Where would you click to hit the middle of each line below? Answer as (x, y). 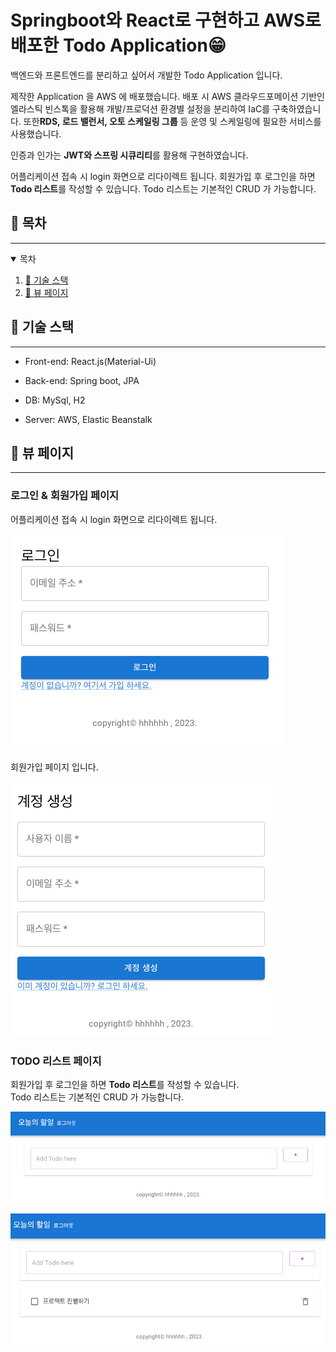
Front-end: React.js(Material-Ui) (90, 361)
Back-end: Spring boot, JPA (82, 380)
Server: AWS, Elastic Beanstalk (88, 419)
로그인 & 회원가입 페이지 (65, 496)
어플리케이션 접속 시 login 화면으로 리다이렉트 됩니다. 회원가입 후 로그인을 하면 (163, 176)
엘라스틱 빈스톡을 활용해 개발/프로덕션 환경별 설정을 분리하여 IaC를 (140, 108)
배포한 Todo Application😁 (118, 45)
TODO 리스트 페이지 (56, 1061)
